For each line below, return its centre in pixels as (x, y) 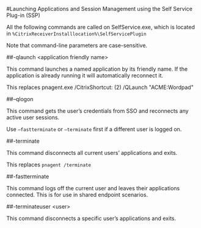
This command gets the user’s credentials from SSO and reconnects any (97, 111)
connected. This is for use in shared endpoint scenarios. (77, 195)
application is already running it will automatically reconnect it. (85, 75)
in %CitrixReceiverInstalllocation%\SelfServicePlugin (76, 34)
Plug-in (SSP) (24, 15)
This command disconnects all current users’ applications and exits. (92, 153)
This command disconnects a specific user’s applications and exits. (91, 218)
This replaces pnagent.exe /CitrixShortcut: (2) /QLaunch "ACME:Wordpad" (100, 87)
